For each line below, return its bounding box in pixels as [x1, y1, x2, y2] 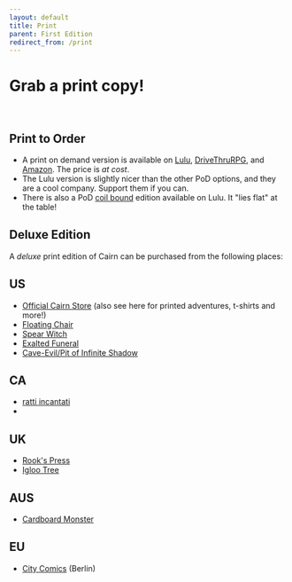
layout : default [9, 12, 69, 22]
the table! [21, 201, 58, 212]
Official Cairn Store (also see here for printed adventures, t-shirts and [21, 300, 276, 311]
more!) [21, 310, 47, 320]
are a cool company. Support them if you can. [21, 183, 189, 193]
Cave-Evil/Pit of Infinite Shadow [21, 347, 139, 358]
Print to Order [9, 130, 86, 146]
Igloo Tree [21, 465, 59, 476]
